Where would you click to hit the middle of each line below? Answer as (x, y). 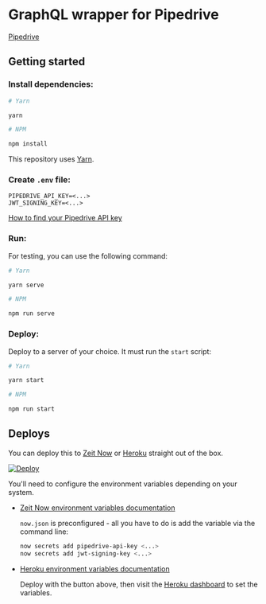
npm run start (32, 409)
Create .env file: (40, 180)
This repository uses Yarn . (51, 159)
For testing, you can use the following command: (88, 255)
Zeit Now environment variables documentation (98, 508)
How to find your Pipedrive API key (66, 218)
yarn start (26, 380)
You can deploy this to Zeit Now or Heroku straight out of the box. (116, 453)
